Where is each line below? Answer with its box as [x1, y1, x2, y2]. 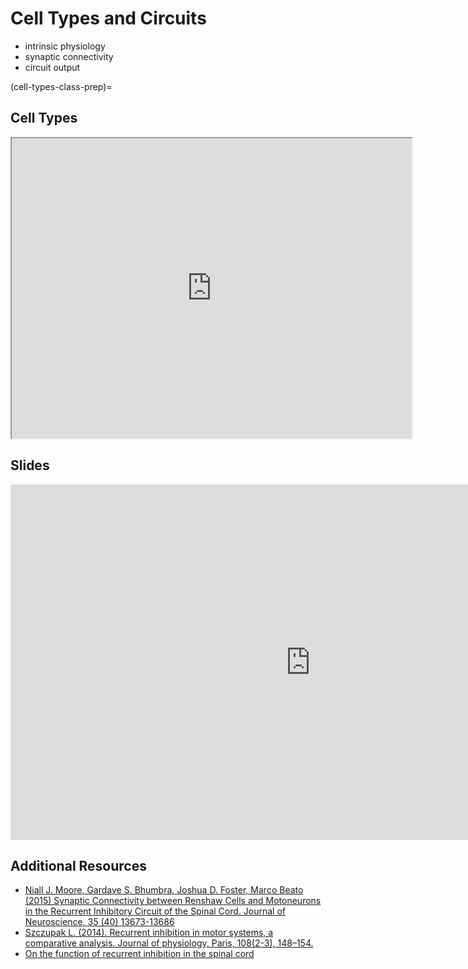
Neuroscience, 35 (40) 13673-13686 [24, 916, 175, 928]
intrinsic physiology [24, 40, 106, 52]
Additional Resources [10, 857, 147, 874]
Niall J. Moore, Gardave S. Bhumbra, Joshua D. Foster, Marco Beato [24, 884, 304, 896]
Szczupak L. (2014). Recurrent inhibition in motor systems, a [24, 927, 274, 939]
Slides [10, 457, 50, 474]
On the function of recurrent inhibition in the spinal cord [24, 948, 255, 960]
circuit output [24, 61, 81, 73]
